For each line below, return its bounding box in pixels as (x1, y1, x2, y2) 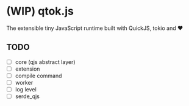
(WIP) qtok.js (6, 4, 74, 18)
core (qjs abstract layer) (15, 58, 76, 65)
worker (15, 79, 34, 86)
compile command (15, 72, 62, 79)
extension (15, 65, 40, 72)
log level (15, 86, 37, 93)
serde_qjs (15, 93, 40, 100)
